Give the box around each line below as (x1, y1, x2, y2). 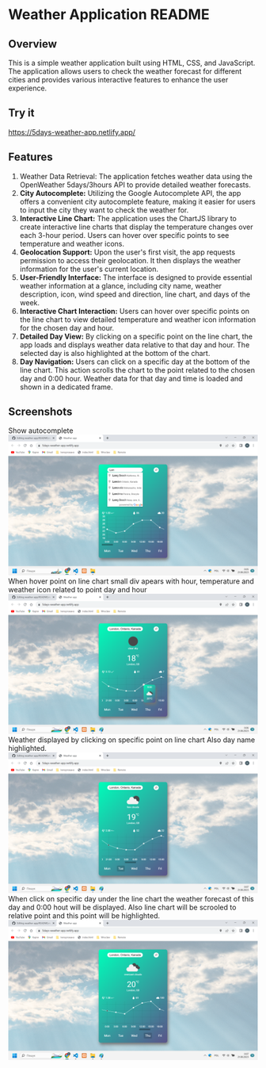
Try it (8, 106, 35, 120)
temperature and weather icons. (19, 239, 125, 248)
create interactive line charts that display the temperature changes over (19, 222, 253, 232)
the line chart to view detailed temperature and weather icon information (19, 315, 256, 324)
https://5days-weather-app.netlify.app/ (8, 127, 136, 136)
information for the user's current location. (19, 264, 158, 274)
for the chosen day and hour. (19, 323, 115, 332)
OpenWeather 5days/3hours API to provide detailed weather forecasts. (19, 180, 251, 189)
